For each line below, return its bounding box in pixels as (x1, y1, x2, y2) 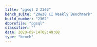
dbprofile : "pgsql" (5, 21, 45, 26)
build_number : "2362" (5, 16, 49, 21)
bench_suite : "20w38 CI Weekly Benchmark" (5, 12, 93, 17)
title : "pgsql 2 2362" (5, 7, 51, 12)
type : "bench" (5, 35, 34, 40)
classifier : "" (5, 25, 36, 30)
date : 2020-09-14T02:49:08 (5, 30, 60, 35)
